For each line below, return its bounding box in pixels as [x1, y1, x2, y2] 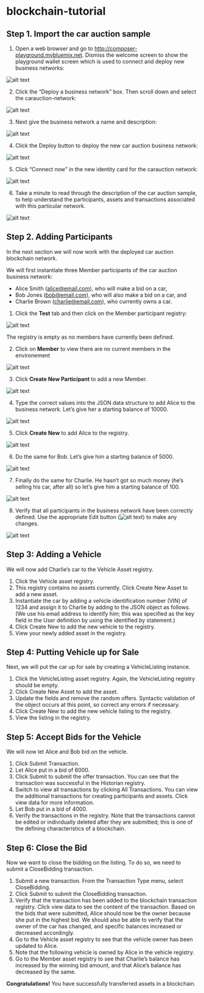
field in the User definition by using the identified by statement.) [15, 616, 175, 624]
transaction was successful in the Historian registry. [15, 780, 146, 787]
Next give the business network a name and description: [15, 118, 157, 125]
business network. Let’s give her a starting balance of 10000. [15, 405, 169, 413]
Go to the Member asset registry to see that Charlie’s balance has [15, 955, 180, 962]
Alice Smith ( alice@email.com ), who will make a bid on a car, [15, 284, 167, 292]
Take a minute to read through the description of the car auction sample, [15, 190, 197, 196]
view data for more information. [15, 799, 94, 807]
